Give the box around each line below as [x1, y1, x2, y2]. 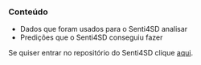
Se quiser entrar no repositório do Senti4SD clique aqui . [8, 48, 194, 58]
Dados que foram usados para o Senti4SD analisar [19, 25, 188, 34]
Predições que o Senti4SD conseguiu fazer [19, 32, 163, 42]
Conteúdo [8, 6, 48, 17]
